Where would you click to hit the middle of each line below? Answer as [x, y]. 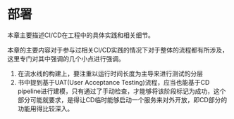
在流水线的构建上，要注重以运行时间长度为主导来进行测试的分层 [110, 73]
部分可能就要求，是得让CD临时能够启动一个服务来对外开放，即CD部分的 [122, 99]
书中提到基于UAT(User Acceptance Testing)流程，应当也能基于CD [113, 82]
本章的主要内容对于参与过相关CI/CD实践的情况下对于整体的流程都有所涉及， [118, 50]
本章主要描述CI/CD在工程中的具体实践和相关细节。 [81, 35]
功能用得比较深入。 [45, 108]
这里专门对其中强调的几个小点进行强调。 [66, 58]
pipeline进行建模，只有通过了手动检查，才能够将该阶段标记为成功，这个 [122, 91]
